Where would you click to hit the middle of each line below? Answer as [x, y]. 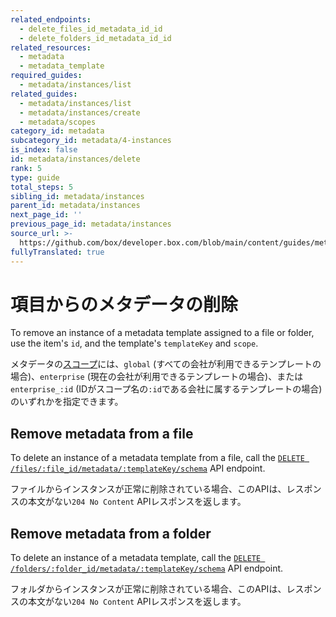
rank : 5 [26, 168]
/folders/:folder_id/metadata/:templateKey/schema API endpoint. [147, 568]
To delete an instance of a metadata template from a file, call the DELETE [157, 458]
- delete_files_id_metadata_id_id [91, 29]
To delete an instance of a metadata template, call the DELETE [136, 558]
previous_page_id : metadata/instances [91, 224]
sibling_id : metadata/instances [77, 196]
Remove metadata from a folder [111, 533]
